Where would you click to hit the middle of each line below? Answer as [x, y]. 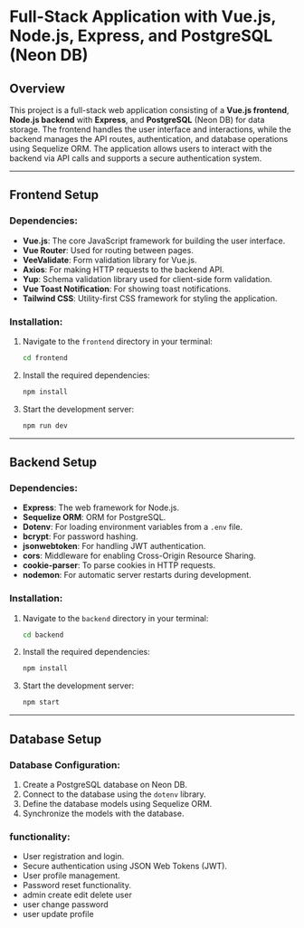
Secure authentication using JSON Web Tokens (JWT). [125, 866]
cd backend [43, 635]
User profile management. [71, 876]
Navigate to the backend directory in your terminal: [115, 618]
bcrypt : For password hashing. [80, 536]
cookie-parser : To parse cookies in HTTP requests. [119, 565]
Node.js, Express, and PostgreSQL [141, 36]
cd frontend [45, 358]
